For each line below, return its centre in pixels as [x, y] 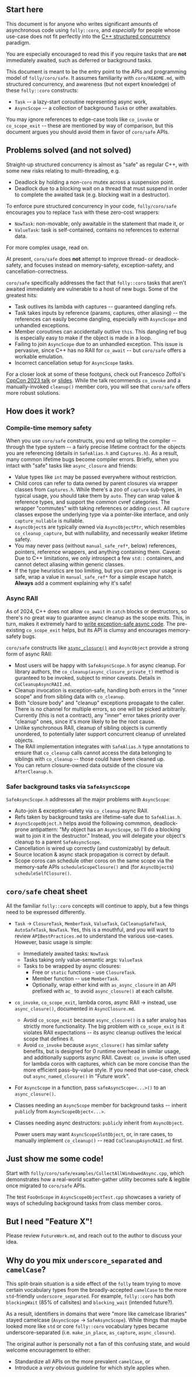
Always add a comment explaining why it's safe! [73, 583]
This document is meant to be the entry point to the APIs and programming [96, 71]
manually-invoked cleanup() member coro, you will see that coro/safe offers [98, 387]
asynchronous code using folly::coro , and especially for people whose [93, 30]
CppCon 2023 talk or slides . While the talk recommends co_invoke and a [93, 380]
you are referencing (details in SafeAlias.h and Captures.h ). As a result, [92, 453]
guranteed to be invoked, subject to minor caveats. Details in [87, 677]
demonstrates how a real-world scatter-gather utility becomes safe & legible [98, 1179]
